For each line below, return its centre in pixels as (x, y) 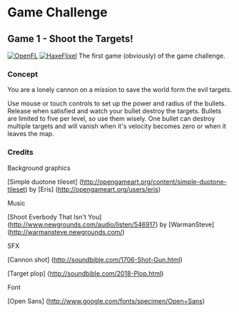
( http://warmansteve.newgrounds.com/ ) (66, 232)
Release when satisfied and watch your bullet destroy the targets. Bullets (115, 111)
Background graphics (39, 167)
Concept (22, 74)
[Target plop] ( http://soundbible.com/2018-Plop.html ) (86, 273)
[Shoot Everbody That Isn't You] (55, 217)
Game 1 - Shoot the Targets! (70, 39)
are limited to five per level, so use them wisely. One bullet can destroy (111, 119)
